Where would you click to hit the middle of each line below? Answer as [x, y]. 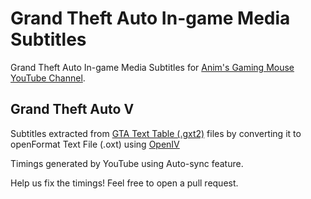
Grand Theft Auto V [72, 109]
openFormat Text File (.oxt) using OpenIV [95, 144]
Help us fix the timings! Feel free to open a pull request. [124, 183]
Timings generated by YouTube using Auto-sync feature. [127, 163]
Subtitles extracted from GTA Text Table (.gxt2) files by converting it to [156, 133]
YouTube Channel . [48, 78]
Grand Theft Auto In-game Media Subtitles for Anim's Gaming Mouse [152, 67]
